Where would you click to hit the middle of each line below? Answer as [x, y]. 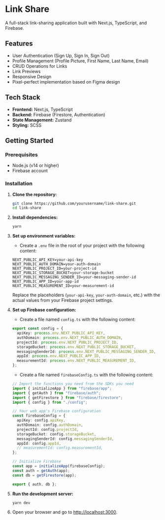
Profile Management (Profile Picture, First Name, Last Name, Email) [80, 61]
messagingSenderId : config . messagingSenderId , [66, 439]
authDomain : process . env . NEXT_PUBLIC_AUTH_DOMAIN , [70, 337]
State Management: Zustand [42, 120]
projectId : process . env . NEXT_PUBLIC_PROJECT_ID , [68, 342]
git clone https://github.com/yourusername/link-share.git [74, 203]
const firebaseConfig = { [39, 416]
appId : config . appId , [39, 443]
